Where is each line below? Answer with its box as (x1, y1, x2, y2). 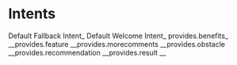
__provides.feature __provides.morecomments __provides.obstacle (8, 39, 226, 48)
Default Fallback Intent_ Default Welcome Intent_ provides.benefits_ (8, 31, 228, 40)
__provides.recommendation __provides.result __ (8, 48, 166, 57)
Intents (8, 5, 56, 23)
